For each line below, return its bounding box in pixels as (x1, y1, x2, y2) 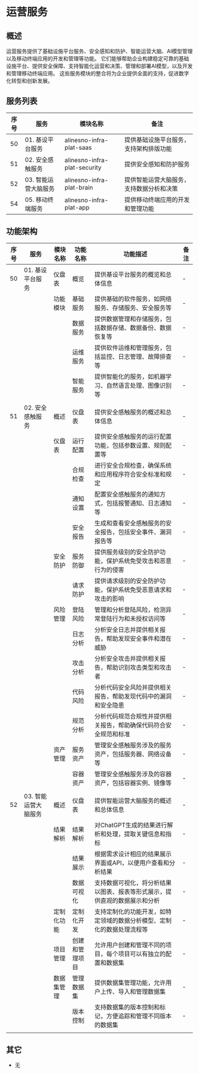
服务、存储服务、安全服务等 (94, 303, 172, 311)
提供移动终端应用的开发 (124, 195, 190, 204)
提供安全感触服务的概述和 (94, 408, 166, 416)
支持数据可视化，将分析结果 (94, 879, 172, 887)
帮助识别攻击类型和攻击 (106, 663, 172, 671)
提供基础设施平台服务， (124, 136, 190, 144)
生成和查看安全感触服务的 (94, 519, 166, 527)
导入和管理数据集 (118, 987, 166, 995)
